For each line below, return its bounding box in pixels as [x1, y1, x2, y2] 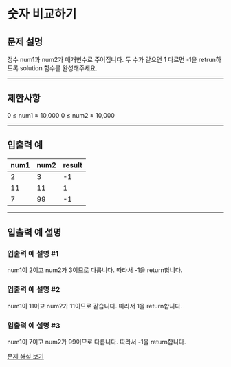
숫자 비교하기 [7, 6, 77, 22]
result [63, 160, 82, 169]
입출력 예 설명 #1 [7, 249, 59, 258]
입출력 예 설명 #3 [7, 321, 60, 331]
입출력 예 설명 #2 [7, 285, 60, 295]
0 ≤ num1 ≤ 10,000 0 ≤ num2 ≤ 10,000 [7, 111, 115, 119]
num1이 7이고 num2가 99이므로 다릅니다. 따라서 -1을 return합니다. [7, 337, 187, 346]
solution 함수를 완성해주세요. [19, 64, 98, 72]
